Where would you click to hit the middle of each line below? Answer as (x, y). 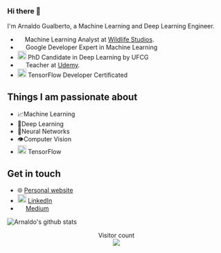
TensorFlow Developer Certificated (78, 75)
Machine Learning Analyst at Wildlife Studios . (89, 40)
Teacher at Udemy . (53, 65)
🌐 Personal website (45, 190)
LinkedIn (40, 200)
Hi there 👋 (24, 11)
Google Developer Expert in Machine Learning (91, 47)
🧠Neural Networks (44, 132)
